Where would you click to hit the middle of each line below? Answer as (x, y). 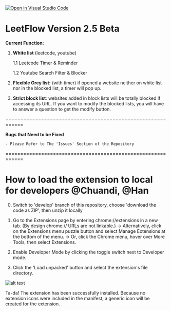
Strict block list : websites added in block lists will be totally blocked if (87, 98)
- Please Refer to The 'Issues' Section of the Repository (70, 144)
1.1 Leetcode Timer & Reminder (45, 63)
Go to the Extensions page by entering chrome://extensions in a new (85, 220)
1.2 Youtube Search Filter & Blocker (50, 72)
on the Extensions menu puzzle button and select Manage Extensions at (89, 231)
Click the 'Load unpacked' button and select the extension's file (80, 267)
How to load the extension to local (79, 180)
